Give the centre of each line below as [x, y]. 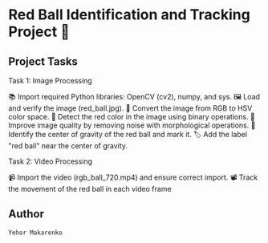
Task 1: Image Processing [50, 81]
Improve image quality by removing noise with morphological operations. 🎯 [132, 125]
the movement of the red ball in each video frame [90, 189]
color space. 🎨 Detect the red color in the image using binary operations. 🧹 [132, 117]
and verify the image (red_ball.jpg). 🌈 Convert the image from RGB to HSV [130, 108]
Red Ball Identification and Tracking [129, 15]
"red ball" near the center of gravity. [68, 146]
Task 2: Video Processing [51, 161]
